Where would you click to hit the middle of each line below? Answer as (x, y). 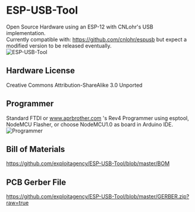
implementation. (26, 33)
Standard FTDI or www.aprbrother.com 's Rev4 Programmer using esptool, (97, 118)
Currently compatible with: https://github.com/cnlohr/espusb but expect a (97, 39)
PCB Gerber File (36, 182)
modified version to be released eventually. (59, 46)
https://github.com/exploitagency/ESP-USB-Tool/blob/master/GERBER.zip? (98, 197)
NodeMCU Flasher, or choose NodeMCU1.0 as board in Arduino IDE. (90, 124)
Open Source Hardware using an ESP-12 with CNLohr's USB (80, 27)
